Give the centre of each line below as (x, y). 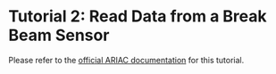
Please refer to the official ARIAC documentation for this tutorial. (126, 60)
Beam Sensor (59, 35)
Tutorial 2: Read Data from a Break (138, 16)
